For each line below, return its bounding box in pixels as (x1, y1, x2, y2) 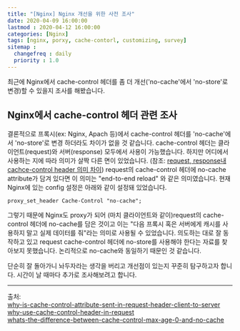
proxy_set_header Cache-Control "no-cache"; (7, 197, 142, 204)
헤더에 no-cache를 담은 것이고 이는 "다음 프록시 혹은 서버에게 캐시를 (29, 219, 221, 228)
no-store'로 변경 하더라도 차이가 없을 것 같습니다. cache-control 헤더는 (16, 138, 216, 147)
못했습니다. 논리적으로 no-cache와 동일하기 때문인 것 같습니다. (26, 246, 202, 255)
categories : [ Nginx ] (7, 30, 69, 38)
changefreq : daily (14, 51, 72, 58)
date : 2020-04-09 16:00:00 (7, 17, 88, 24)
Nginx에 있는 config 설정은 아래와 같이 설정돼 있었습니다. (7, 183, 167, 191)
